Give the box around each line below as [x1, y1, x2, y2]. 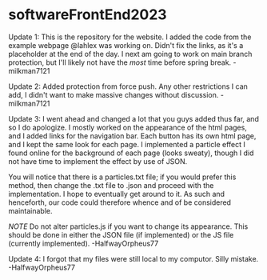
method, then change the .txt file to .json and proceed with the [8, 180, 214, 190]
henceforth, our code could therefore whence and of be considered [8, 198, 232, 207]
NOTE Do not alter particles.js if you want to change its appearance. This [8, 222, 249, 231]
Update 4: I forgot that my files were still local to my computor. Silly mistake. [8, 254, 259, 263]
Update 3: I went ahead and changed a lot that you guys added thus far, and [8, 114, 260, 123]
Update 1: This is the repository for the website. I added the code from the [8, 32, 252, 42]
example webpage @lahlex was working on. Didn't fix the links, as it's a [8, 40, 244, 50]
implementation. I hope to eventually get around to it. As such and [8, 189, 225, 198]
